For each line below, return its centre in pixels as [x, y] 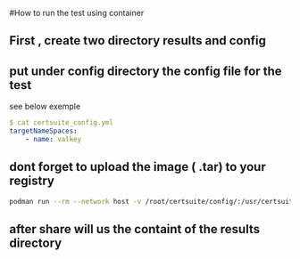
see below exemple [45, 107]
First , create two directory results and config [137, 40]
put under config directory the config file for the [146, 71]
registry [32, 181]
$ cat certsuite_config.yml [62, 123]
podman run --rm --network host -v [75, 201]
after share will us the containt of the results [135, 229]
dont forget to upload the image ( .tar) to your [137, 167]
